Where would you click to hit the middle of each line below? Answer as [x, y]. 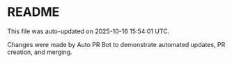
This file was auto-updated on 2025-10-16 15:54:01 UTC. [88, 31]
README [33, 12]
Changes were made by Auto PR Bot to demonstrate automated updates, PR [116, 44]
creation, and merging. [40, 52]
